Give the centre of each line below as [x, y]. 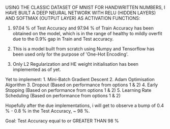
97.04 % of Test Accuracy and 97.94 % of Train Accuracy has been [83, 28]
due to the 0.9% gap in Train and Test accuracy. [63, 39]
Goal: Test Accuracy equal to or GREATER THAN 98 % [62, 121]
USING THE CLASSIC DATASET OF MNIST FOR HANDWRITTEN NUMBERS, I [85, 7]
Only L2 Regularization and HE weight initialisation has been [76, 64]
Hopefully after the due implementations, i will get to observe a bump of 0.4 [85, 106]
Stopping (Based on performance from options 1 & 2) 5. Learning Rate [78, 90]
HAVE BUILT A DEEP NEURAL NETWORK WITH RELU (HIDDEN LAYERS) [81, 13]
